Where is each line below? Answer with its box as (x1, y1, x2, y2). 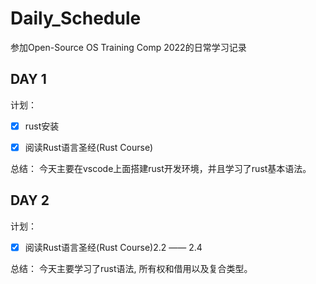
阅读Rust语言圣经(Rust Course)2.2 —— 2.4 (24, 241, 203, 253)
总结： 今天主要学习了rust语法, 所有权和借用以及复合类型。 (10, 262, 253, 274)
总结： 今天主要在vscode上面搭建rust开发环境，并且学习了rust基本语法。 (10, 162, 312, 174)
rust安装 (24, 120, 60, 132)
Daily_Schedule (10, 7, 142, 30)
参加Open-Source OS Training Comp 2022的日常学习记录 (10, 41, 247, 53)
